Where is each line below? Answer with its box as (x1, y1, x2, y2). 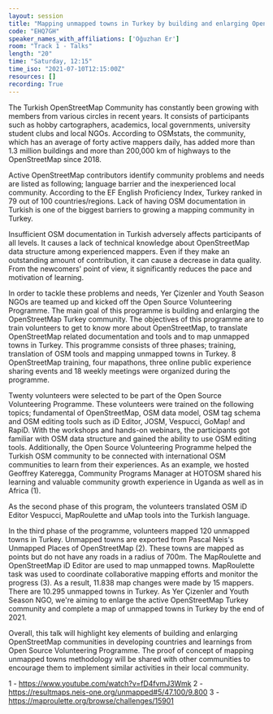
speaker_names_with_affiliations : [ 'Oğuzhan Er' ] (8, 34, 180, 43)
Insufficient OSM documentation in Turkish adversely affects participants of (8, 229, 262, 239)
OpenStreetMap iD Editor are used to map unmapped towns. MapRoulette (8, 560, 255, 570)
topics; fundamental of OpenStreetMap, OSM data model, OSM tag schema (8, 408, 261, 418)
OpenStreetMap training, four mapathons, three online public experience (8, 357, 252, 367)
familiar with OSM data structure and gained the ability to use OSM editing (8, 433, 258, 444)
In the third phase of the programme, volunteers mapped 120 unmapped (8, 526, 250, 536)
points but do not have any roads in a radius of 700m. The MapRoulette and (8, 551, 262, 562)
